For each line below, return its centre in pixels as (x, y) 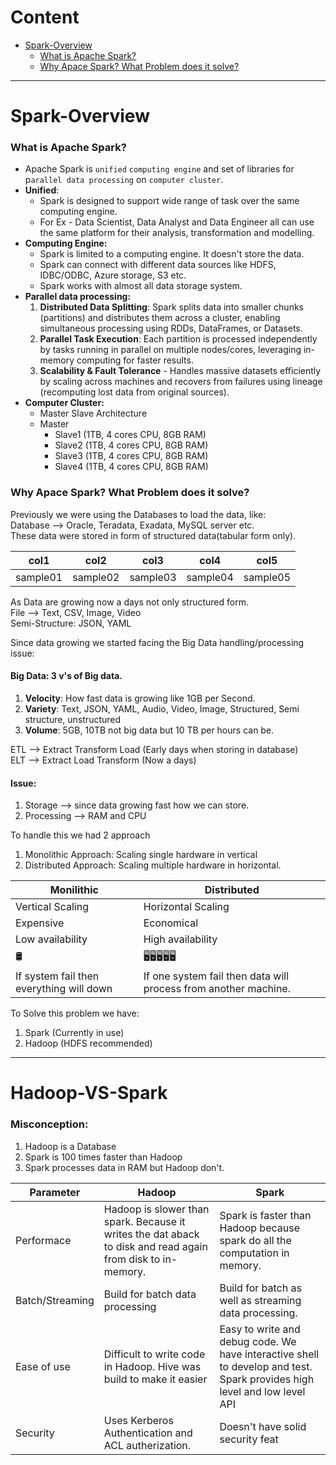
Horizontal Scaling (186, 907)
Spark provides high (267, 1379)
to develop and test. (266, 1366)
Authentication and (148, 1433)
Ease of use (43, 1366)
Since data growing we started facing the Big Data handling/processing (157, 642)
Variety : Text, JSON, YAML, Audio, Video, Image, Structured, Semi (162, 708)
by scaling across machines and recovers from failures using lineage (181, 382)
